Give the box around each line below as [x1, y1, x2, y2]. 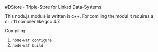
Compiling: [5, 28, 27, 33]
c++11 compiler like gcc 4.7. [5, 19, 61, 24]
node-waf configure [12, 38, 52, 43]
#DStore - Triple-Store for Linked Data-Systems [5, 4, 102, 10]
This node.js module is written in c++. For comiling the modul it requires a [5, 13, 154, 19]
